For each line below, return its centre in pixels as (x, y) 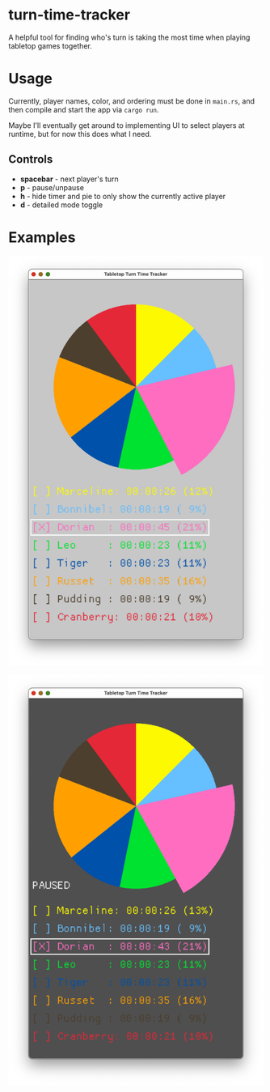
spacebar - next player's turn (69, 179)
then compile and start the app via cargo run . (84, 109)
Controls (31, 159)
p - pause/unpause (52, 187)
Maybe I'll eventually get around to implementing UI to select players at (127, 125)
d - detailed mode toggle (61, 205)
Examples (42, 237)
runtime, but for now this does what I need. (80, 134)
